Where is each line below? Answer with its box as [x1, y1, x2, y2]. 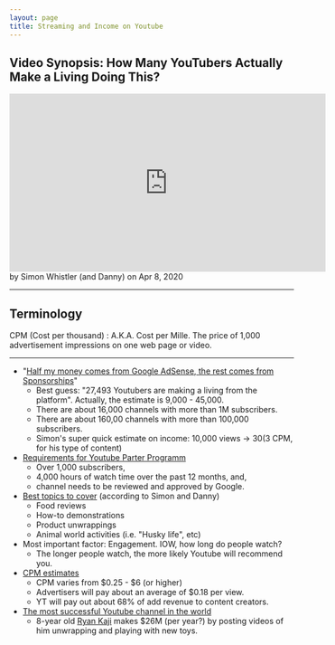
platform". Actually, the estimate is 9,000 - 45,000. [35, 394, 224, 405]
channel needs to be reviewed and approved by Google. [35, 481, 246, 492]
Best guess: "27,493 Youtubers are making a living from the [35, 385, 257, 396]
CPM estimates [22, 567, 79, 579]
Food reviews [35, 500, 87, 511]
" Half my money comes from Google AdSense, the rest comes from [22, 365, 275, 376]
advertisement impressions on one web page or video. [9, 340, 212, 351]
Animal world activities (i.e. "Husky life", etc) [35, 529, 201, 540]
